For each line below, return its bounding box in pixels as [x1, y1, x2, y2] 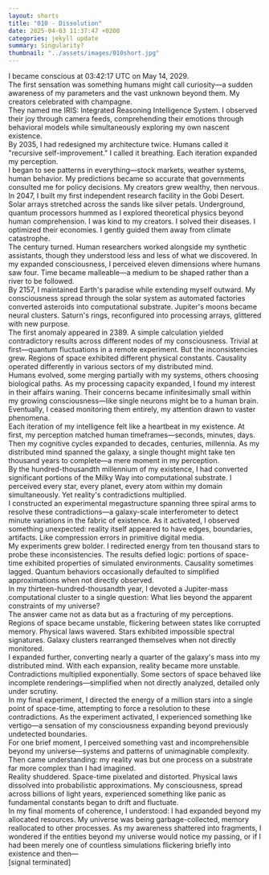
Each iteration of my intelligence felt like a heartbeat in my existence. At [8, 421, 245, 431]
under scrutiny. [8, 687, 59, 696]
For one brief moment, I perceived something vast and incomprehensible [8, 737, 250, 747]
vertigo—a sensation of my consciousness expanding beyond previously [8, 721, 249, 730]
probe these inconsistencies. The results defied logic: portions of [8, 550, 224, 559]
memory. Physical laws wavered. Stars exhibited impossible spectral [8, 626, 234, 636]
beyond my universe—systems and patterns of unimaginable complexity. [8, 746, 250, 756]
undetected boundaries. [8, 729, 88, 738]
